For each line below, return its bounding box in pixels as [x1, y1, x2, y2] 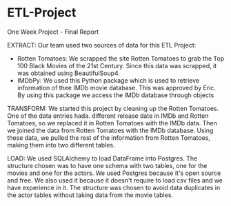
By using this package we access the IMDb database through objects [17, 91, 214, 99]
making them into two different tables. [7, 141, 115, 149]
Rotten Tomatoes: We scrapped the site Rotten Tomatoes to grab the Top [17, 54, 225, 63]
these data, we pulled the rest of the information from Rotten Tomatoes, [7, 133, 210, 142]
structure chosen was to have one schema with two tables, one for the [7, 161, 208, 169]
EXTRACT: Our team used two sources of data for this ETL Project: [7, 41, 197, 49]
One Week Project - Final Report [7, 28, 99, 36]
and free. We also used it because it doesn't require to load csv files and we [7, 176, 223, 184]
